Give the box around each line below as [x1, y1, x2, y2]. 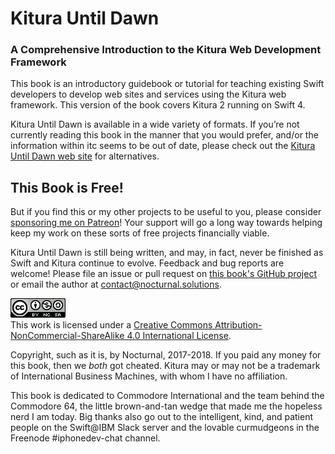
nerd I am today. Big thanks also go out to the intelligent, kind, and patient [10, 411, 314, 423]
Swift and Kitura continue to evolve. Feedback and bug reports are [10, 257, 285, 269]
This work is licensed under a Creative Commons [10, 319, 213, 331]
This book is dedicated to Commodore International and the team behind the [10, 390, 325, 402]
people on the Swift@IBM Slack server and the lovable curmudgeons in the [10, 422, 320, 434]
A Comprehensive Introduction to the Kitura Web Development [10, 43, 322, 57]
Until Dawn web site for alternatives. [10, 150, 160, 162]
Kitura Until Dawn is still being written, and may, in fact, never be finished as [10, 247, 324, 259]
